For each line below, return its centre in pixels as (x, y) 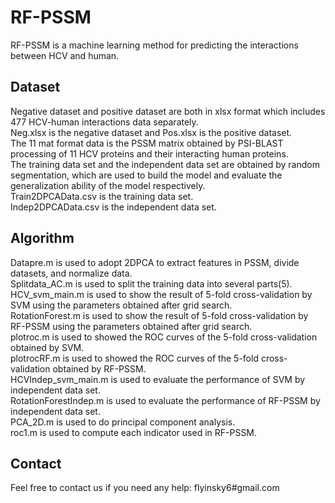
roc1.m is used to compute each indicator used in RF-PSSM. (134, 432)
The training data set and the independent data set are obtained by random (165, 164)
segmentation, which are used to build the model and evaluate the (146, 175)
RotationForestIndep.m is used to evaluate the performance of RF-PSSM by (165, 400)
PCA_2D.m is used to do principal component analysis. (123, 422)
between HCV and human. (65, 55)
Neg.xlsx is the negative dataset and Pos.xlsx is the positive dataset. (151, 132)
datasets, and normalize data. (71, 273)
